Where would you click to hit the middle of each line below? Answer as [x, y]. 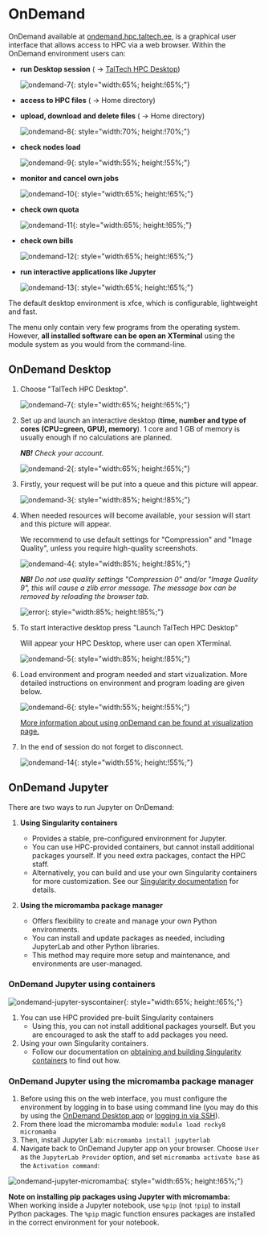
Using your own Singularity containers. [84, 1043]
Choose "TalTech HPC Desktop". [74, 389]
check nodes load [50, 147]
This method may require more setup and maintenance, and [131, 955]
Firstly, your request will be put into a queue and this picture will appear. [139, 484]
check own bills [47, 240]
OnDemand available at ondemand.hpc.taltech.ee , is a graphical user [122, 36]
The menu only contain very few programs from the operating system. [124, 327]
